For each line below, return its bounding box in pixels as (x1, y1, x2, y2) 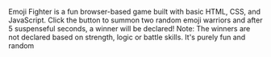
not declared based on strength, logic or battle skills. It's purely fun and (8, 32, 246, 42)
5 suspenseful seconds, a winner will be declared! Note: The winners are (8, 24, 251, 33)
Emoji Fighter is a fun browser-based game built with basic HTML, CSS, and (8, 7, 261, 16)
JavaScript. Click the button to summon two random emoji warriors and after (8, 15, 263, 25)
